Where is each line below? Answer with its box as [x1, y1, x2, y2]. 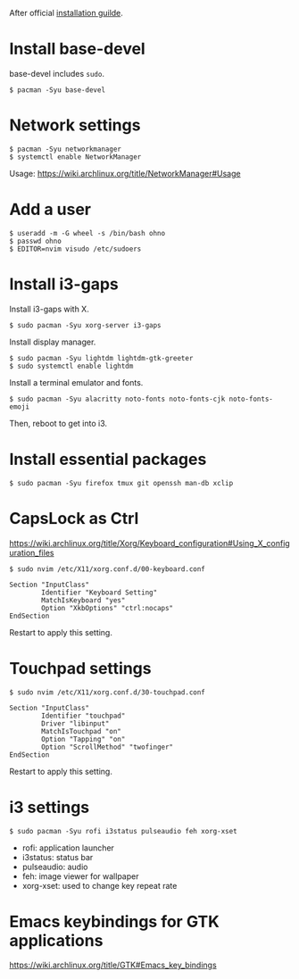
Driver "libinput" [41, 718, 110, 728]
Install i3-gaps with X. [9, 303, 89, 314]
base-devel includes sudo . [9, 68, 105, 79]
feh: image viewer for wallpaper [21, 870, 139, 882]
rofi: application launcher [21, 842, 114, 853]
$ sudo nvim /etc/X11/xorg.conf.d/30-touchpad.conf [9, 687, 205, 697]
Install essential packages [9, 449, 207, 469]
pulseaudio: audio [21, 861, 88, 872]
